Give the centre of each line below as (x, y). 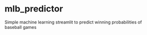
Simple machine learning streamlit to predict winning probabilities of (73, 22)
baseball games (21, 27)
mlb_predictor (34, 9)
